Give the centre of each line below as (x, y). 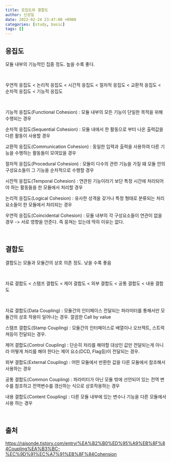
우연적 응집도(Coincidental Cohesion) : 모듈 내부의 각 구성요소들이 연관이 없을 (84, 215)
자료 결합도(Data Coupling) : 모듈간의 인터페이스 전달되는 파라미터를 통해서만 (82, 310)
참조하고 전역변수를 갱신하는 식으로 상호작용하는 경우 (67, 385)
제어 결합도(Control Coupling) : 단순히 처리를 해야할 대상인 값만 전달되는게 (80, 345)
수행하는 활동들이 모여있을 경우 (45, 153)
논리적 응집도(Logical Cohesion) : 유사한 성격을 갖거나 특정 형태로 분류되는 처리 (85, 198)
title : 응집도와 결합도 (27, 10)
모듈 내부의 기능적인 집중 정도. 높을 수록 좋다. (50, 64)
